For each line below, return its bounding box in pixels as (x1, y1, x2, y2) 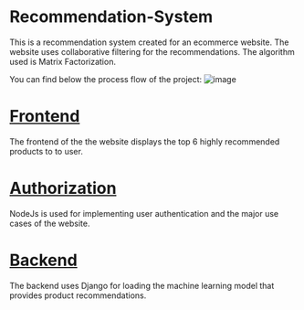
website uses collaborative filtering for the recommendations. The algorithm (9, 46, 295, 57)
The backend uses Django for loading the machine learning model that (9, 280, 275, 291)
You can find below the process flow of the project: (9, 73, 203, 84)
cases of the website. (9, 218, 90, 229)
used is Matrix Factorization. (9, 56, 117, 67)
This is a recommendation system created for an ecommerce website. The (9, 37, 289, 48)
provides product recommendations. (9, 290, 147, 301)
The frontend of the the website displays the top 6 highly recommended (9, 135, 280, 147)
